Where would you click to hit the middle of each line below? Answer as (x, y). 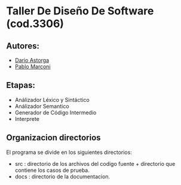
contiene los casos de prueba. (52, 170)
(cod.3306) (35, 24)
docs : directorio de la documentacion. (62, 176)
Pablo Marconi (33, 66)
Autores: (23, 46)
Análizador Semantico (42, 106)
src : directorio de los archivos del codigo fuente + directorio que (95, 163)
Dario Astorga (32, 60)
